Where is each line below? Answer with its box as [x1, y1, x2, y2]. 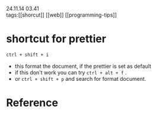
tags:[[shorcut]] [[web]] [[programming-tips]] [6, 11, 117, 18]
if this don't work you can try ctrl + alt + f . [14, 68, 127, 76]
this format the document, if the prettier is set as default [14, 62, 152, 70]
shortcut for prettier [6, 32, 107, 46]
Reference [6, 96, 58, 109]
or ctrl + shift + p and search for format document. [14, 75, 146, 82]
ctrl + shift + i [6, 52, 49, 58]
